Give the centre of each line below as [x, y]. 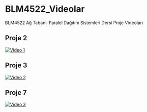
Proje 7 [16, 93]
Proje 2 [16, 38]
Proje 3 [16, 66]
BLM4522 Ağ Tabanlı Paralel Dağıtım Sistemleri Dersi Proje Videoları [74, 23]
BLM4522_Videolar [45, 9]
